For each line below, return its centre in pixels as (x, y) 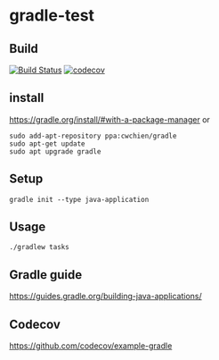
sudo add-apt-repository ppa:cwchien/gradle (93, 136)
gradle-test (52, 16)
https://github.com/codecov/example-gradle (91, 346)
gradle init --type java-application (79, 199)
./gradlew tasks (39, 247)
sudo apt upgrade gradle (55, 151)
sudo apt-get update (48, 144)
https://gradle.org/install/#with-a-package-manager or (110, 119)
